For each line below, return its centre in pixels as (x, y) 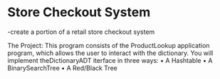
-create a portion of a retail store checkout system (81, 32)
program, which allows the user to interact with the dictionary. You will (110, 53)
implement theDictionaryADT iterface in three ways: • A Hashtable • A (110, 60)
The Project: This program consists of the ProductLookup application (109, 45)
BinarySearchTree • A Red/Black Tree (62, 68)
